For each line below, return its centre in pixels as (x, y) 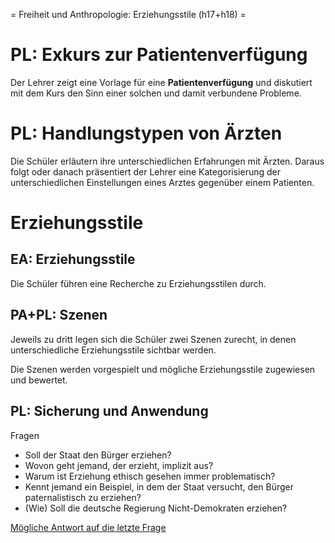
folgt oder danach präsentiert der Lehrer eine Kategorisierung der (146, 171)
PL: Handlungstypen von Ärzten (146, 133)
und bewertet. (39, 380)
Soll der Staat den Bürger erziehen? (98, 455)
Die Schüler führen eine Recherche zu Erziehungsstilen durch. (138, 283)
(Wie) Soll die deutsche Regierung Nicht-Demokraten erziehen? (156, 508)
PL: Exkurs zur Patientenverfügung (159, 55)
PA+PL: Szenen (59, 315)
